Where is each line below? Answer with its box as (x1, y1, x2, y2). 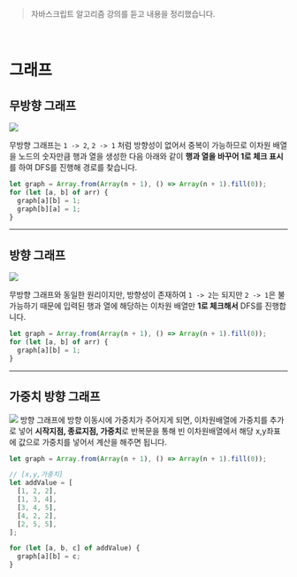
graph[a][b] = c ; (17, 552, 81, 561)
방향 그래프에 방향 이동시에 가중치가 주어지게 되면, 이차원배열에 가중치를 (19, 414, 268, 425)
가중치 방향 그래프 (9, 389, 101, 404)
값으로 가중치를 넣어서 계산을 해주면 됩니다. (18, 436, 168, 447)
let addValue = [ (9, 479, 73, 487)
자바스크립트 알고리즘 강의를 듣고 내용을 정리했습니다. (30, 9, 216, 19)
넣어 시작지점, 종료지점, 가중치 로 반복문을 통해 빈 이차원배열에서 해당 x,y (18, 425, 267, 436)
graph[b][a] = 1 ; (17, 204, 81, 214)
